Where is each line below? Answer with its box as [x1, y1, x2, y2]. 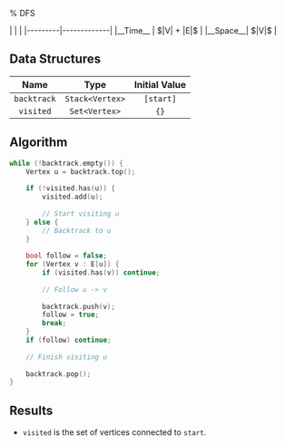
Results [9, 402, 54, 418]
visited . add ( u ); [42, 192, 103, 202]
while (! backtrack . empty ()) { [9, 159, 124, 168]
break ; [42, 319, 67, 328]
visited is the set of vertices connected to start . [22, 427, 207, 438]
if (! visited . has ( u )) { [25, 184, 116, 193]
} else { [25, 218, 59, 227]
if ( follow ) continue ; [25, 335, 112, 344]
